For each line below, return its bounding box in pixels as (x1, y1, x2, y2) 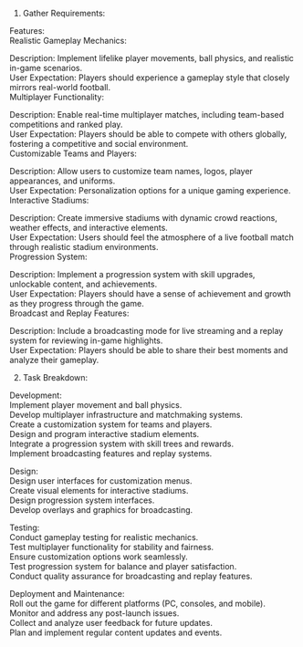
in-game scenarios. (9, 63, 83, 73)
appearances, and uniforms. (9, 175, 116, 186)
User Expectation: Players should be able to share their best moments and (9, 345, 288, 355)
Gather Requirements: (22, 8, 106, 18)
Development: (9, 390, 62, 401)
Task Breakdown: (22, 372, 89, 382)
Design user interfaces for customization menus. (9, 475, 193, 486)
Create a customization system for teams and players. (9, 419, 213, 430)
